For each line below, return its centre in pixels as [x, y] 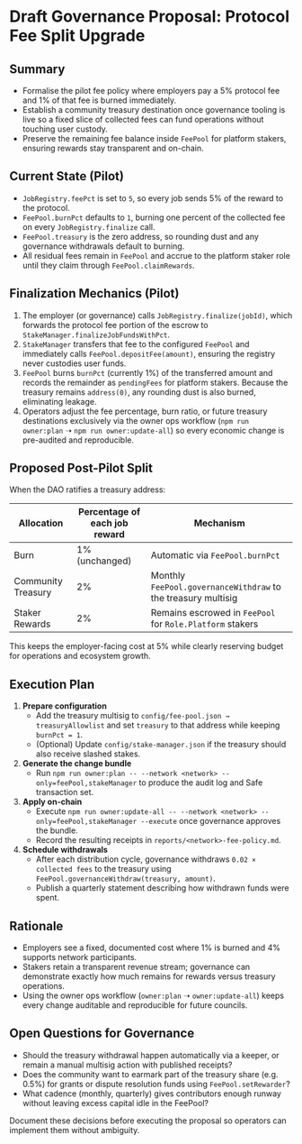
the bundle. [57, 830]
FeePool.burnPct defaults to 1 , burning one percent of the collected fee [154, 217]
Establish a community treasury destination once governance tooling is [154, 110]
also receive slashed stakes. [88, 754]
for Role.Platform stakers [204, 624]
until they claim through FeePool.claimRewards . [108, 265]
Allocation [41, 523]
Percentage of [109, 512]
